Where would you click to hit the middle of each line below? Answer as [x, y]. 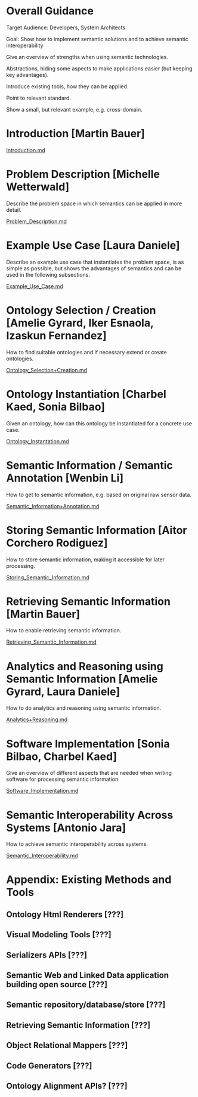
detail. [14, 209]
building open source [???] [57, 985]
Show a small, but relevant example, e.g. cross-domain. [75, 109]
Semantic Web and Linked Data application [87, 975]
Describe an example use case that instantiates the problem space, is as [95, 262]
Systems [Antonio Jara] [66, 828]
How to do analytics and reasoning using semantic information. [84, 708]
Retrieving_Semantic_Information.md [51, 642]
